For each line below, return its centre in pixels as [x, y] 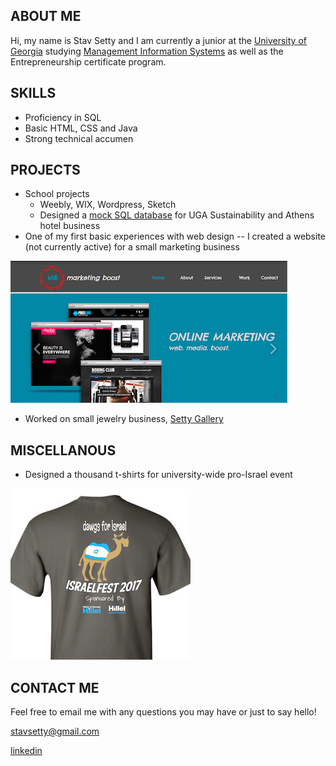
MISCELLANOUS [63, 450]
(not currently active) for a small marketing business [132, 247]
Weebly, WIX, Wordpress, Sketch [108, 205]
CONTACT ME [55, 687]
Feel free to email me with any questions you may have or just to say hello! [163, 712]
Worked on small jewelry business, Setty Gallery [124, 419]
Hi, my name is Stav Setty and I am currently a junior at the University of [158, 40]
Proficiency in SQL [63, 117]
